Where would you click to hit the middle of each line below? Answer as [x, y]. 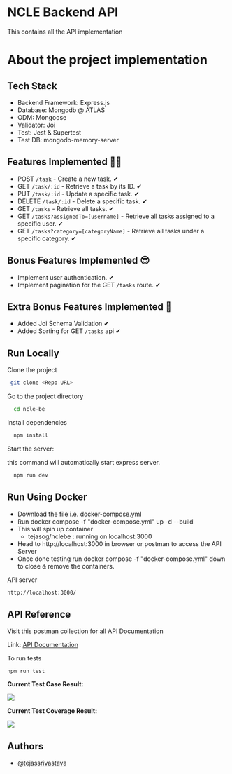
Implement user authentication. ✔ [65, 277]
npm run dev [31, 475]
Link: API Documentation [43, 645]
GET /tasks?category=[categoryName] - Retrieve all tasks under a [111, 231]
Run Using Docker [47, 497]
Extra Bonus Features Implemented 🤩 [89, 307]
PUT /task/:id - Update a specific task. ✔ [78, 193]
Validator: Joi [36, 125]
